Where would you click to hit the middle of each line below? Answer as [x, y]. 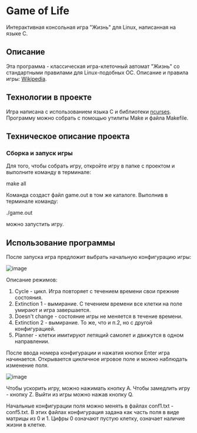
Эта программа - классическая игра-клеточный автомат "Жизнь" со [93, 66]
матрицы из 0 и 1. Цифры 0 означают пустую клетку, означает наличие [96, 419]
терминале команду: [32, 201]
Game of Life [38, 11]
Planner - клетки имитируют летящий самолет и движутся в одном [99, 335]
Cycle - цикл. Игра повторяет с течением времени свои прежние [97, 291]
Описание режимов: [32, 280]
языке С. [17, 33]
